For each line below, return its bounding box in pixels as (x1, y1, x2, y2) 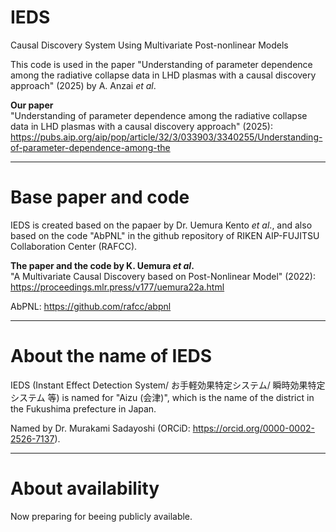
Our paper (10, 99, 54, 111)
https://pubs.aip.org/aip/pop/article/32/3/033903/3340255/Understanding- (10, 131, 323, 143)
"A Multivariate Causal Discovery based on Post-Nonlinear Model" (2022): (10, 270, 316, 282)
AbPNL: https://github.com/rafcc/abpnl (10, 300, 172, 312)
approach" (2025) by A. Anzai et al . (10, 79, 157, 91)
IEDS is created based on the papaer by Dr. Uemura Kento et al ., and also (10, 219, 313, 231)
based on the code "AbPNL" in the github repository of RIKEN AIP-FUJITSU (10, 229, 320, 241)
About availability (10, 477, 160, 500)
